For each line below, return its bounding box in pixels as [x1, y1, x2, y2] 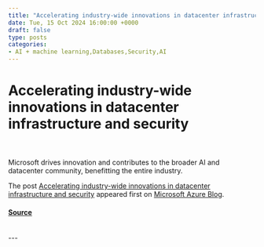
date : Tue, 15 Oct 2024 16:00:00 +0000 [8, 19, 139, 27]
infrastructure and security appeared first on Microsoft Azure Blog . [8, 189, 225, 198]
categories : [8, 41, 47, 49]
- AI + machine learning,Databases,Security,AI [8, 48, 167, 56]
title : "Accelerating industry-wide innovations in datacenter [8, 11, 220, 20]
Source [8, 207, 33, 216]
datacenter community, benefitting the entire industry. [8, 165, 183, 175]
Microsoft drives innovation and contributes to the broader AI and [8, 158, 220, 167]
